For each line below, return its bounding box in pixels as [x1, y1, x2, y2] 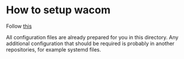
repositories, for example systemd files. [6, 46, 101, 53]
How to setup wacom [6, 3, 111, 17]
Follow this [6, 23, 32, 30]
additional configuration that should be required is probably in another [6, 40, 175, 47]
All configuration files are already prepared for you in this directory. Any [6, 34, 179, 40]
